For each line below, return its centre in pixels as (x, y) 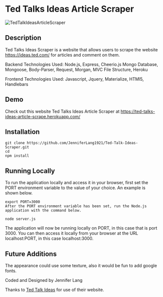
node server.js (20, 219)
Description (23, 38)
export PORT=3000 (23, 202)
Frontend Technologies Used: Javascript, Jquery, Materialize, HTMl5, (74, 79)
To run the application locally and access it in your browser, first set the (77, 183)
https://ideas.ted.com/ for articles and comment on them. (63, 55)
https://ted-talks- (138, 111)
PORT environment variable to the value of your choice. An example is (75, 188)
